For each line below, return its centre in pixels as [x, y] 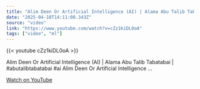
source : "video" [26, 23]
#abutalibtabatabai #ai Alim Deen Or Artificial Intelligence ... [79, 68]
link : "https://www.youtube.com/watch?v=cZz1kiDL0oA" [74, 28]
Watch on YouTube [29, 80]
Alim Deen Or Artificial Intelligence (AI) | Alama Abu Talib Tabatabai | [90, 62]
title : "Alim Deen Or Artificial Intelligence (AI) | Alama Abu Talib [96, 12]
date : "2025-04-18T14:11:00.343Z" [49, 17]
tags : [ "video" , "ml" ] [34, 34]
